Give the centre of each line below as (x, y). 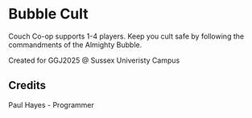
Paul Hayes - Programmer (51, 104)
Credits (27, 85)
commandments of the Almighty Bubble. (75, 44)
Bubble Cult (48, 14)
